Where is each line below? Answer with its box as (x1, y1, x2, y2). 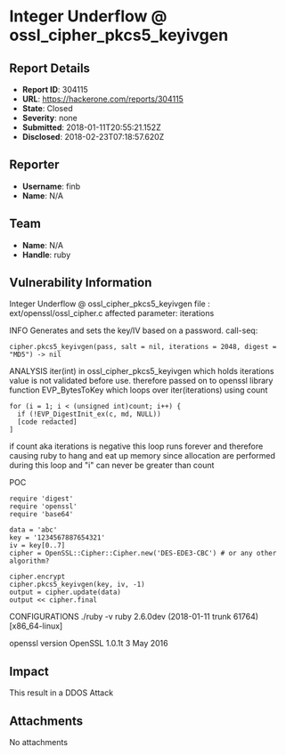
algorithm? (9, 556, 50, 566)
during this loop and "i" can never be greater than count (9, 460, 215, 471)
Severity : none (21, 113, 78, 123)
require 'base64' (9, 510, 74, 519)
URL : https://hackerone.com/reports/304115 (21, 93, 184, 104)
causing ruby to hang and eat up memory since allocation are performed (9, 451, 276, 461)
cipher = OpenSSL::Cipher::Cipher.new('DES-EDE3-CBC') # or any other (9, 549, 277, 558)
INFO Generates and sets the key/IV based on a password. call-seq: (9, 325, 258, 336)
